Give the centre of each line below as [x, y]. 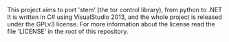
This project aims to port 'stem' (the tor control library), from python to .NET [115, 10]
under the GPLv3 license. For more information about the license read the [111, 24]
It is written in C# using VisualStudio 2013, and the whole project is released [115, 17]
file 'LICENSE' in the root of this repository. [68, 31]
